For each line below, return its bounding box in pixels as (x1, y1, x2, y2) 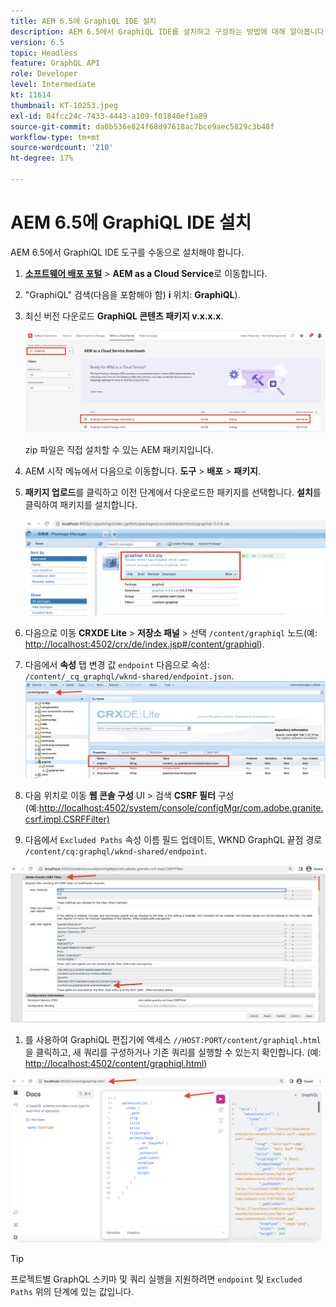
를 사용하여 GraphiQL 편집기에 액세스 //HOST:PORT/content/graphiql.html (24, 1033, 322, 1045)
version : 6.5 (10, 37, 65, 47)
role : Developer (10, 69, 78, 79)
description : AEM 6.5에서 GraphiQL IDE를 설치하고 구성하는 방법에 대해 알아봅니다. (10, 26, 329, 37)
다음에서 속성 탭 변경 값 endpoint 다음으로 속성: (24, 658, 210, 670)
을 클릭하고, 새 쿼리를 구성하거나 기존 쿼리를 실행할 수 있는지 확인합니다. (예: (24, 1046, 322, 1058)
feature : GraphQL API (10, 58, 101, 69)
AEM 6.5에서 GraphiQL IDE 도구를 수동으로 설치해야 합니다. (10, 246, 245, 258)
